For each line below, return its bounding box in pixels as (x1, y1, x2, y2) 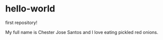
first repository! (5, 19, 37, 25)
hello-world (5, 3, 56, 14)
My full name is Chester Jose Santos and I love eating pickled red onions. (5, 29, 158, 35)
